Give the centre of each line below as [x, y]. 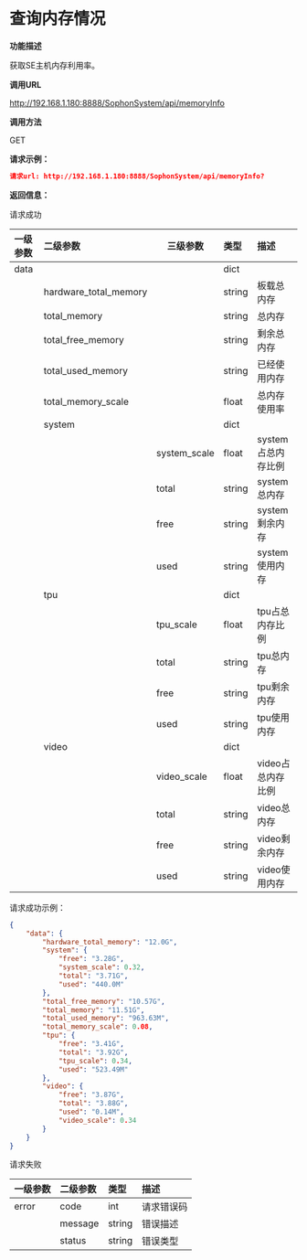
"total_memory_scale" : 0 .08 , [98, 1027]
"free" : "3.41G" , [91, 1044]
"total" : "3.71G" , [93, 976]
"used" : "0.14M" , [91, 1112]
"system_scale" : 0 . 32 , [101, 967]
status [73, 1241]
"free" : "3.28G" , [91, 959]
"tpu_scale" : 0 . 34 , [95, 1061]
